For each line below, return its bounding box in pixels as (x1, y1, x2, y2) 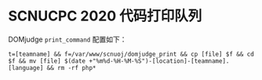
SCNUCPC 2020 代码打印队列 (8, 7, 202, 25)
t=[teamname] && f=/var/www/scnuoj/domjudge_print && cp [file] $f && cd (8, 50, 255, 58)
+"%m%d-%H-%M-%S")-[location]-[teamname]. (89, 56, 230, 65)
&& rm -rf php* (46, 64, 96, 71)
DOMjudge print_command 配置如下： (8, 35, 127, 44)
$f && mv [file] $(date (8, 56, 86, 65)
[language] (8, 64, 44, 71)
